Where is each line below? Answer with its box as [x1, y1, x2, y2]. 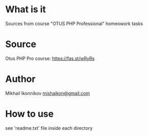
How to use [5, 108, 54, 120]
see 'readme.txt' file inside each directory [5, 125, 93, 131]
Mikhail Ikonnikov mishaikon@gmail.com [5, 90, 90, 96]
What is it [5, 4, 46, 15]
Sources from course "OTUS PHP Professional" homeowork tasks [5, 20, 143, 27]
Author [5, 73, 36, 85]
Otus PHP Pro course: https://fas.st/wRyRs [5, 55, 95, 61]
